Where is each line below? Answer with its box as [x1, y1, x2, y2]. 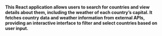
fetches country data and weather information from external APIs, [5, 14, 145, 20]
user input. [5, 25, 28, 31]
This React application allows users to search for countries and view [5, 4, 150, 10]
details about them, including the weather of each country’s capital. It [5, 9, 153, 15]
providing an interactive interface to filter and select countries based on [5, 20, 158, 26]
